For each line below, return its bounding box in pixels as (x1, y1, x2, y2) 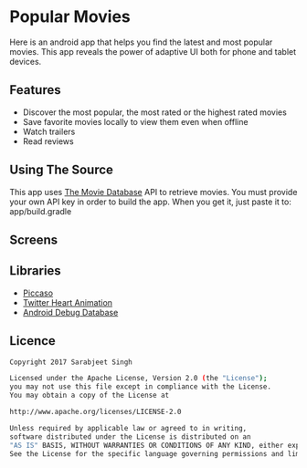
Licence (9, 333, 57, 348)
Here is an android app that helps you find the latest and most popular (9, 36, 273, 47)
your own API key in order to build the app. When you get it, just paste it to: (9, 196, 292, 207)
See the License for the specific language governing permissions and (9, 449, 284, 458)
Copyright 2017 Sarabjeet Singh (9, 358, 132, 367)
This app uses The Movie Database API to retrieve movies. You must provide (9, 186, 298, 197)
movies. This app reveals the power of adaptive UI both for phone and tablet (9, 46, 297, 57)
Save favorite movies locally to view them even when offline (22, 116, 249, 127)
